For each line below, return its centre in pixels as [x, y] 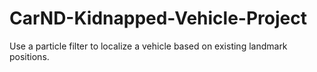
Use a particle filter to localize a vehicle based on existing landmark [148, 46]
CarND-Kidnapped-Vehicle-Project [158, 18]
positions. [29, 56]
